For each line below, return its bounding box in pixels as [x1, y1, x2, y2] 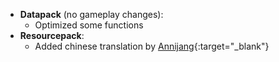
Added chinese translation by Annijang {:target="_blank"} [34, 40, 270, 52]
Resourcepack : [19, 30, 85, 41]
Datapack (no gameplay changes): [19, 9, 164, 20]
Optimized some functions [34, 19, 144, 31]
